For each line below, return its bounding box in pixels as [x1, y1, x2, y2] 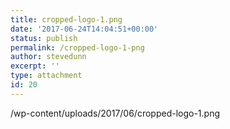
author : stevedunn [10, 52, 87, 62]
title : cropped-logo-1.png [10, 14, 123, 25]
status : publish [10, 33, 78, 43]
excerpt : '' [10, 61, 60, 71]
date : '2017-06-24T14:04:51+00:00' [10, 24, 159, 34]
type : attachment [10, 71, 83, 81]
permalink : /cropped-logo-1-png [10, 42, 145, 53]
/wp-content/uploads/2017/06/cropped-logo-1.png [10, 107, 221, 119]
